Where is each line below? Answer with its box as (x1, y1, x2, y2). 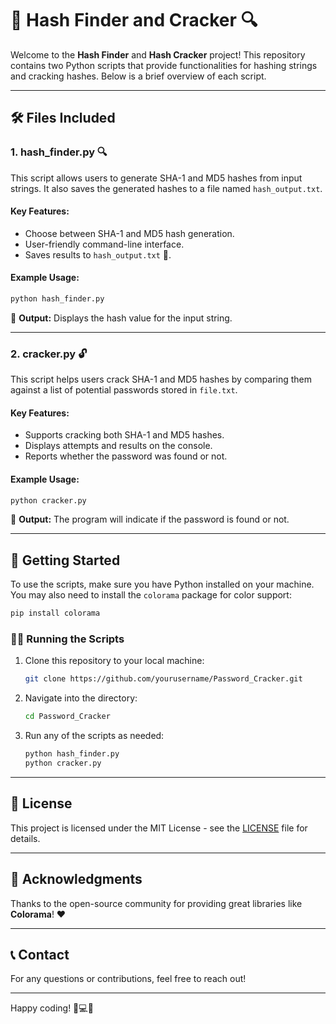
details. (10, 832, 41, 844)
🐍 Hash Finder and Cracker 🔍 (10, 9, 258, 32)
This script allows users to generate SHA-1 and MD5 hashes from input (10, 172, 303, 184)
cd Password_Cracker (24, 712, 111, 722)
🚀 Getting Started (10, 552, 121, 569)
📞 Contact (10, 946, 70, 963)
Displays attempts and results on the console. (24, 440, 213, 452)
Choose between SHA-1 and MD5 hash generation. (24, 227, 235, 239)
